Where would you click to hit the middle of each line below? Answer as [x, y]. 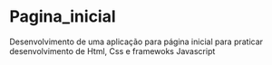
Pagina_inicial [63, 17]
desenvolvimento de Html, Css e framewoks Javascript [112, 51]
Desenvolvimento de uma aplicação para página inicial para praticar [136, 42]
